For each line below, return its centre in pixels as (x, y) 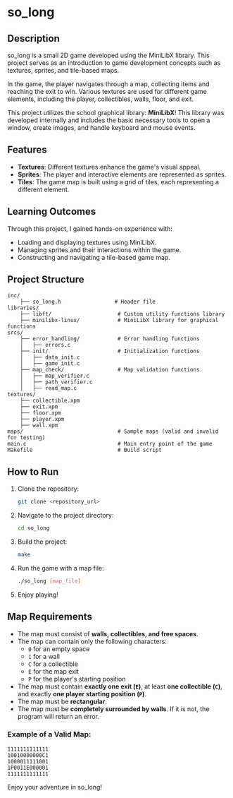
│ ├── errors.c (45, 345)
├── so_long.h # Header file (88, 302)
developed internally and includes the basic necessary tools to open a (109, 120)
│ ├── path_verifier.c (56, 382)
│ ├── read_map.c (49, 388)
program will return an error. (58, 716)
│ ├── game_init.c (50, 364)
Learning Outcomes (52, 212)
